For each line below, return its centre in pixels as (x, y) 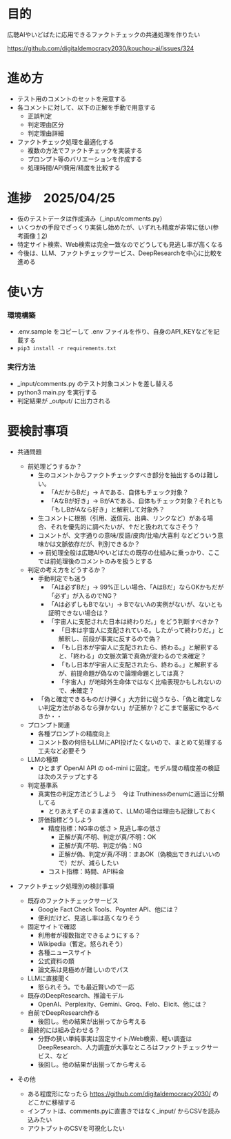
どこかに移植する (52, 1102)
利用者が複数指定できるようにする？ (89, 935)
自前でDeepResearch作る (63, 1012)
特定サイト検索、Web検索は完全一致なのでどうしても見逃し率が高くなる (120, 244)
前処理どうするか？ (55, 466)
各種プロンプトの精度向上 (74, 733)
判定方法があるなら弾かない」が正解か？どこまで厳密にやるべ (131, 707)
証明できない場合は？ (78, 613)
